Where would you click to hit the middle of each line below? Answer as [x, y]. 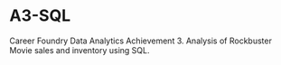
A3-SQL [40, 16]
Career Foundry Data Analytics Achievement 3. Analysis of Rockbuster [141, 41]
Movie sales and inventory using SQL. [80, 50]
